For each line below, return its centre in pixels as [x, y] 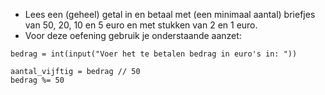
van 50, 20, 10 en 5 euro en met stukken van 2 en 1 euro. [141, 25]
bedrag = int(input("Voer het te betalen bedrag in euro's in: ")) [154, 54]
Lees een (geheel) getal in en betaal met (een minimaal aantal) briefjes [170, 14]
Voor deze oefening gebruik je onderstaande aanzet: [133, 35]
